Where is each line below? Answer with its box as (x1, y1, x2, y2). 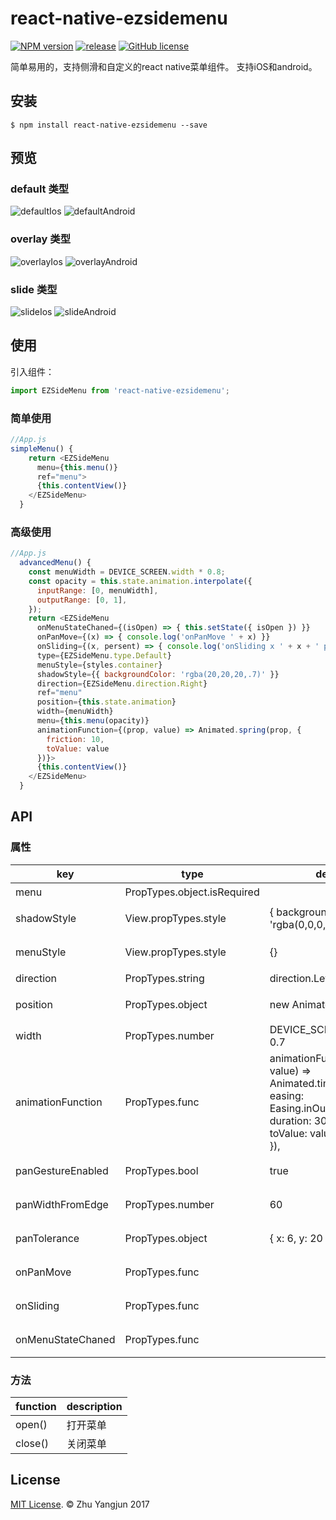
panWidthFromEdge (15, 1197, 109, 1211)
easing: (269, 1088, 305, 1102)
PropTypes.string (124, 971, 205, 985)
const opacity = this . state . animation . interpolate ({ (28, 576, 253, 586)
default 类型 (10, 182, 70, 196)
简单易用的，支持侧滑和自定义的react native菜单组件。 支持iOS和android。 (10, 60, 318, 72)
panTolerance (15, 1231, 80, 1245)
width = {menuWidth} (36, 707, 114, 717)
